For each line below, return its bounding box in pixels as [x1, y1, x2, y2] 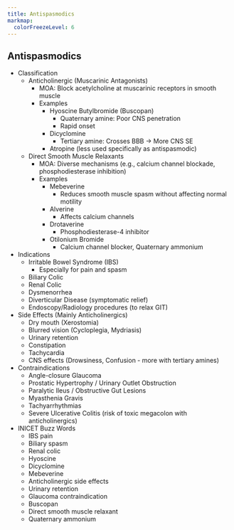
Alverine [49, 205, 75, 213]
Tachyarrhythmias [28, 401, 82, 410]
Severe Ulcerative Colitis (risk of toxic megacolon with [28, 409, 187, 418]
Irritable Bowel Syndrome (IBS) [28, 258, 119, 267]
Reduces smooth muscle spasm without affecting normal [60, 190, 228, 198]
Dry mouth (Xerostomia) [28, 318, 100, 327]
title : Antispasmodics [7, 10, 75, 18]
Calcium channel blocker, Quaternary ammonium [60, 243, 204, 251]
